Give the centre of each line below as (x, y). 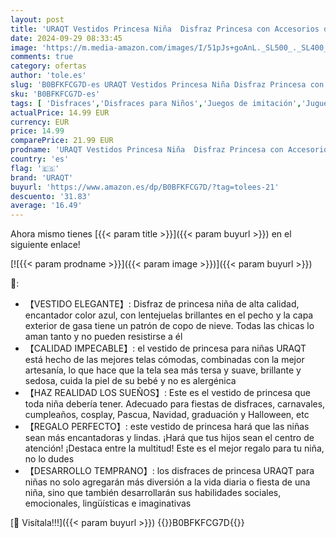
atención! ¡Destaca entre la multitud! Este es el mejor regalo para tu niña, (174, 448)
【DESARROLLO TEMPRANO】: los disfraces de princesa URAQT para (169, 471)
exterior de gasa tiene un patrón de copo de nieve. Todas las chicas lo (169, 326)
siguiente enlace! (45, 245)
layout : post (37, 19)
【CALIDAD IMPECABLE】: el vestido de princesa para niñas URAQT (165, 348)
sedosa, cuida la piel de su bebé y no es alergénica (130, 381)
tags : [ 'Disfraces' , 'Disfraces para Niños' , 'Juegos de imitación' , (156, 103)
